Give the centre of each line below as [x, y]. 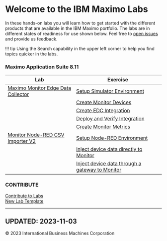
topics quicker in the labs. [32, 54]
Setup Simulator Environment [110, 91]
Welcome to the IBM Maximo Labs [77, 9]
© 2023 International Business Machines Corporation [60, 234]
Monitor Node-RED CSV [36, 135]
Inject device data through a [109, 164]
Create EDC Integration [103, 111]
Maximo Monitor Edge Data [39, 88]
